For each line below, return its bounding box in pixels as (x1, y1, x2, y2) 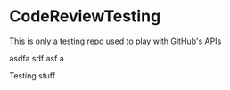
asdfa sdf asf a (9, 53, 64, 63)
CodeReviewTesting (9, 6, 161, 27)
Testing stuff (9, 70, 56, 81)
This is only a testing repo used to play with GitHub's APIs (9, 36, 222, 46)
